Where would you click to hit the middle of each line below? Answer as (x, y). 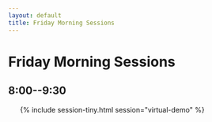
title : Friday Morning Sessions (61, 23)
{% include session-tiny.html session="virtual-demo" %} (112, 109)
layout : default (35, 15)
